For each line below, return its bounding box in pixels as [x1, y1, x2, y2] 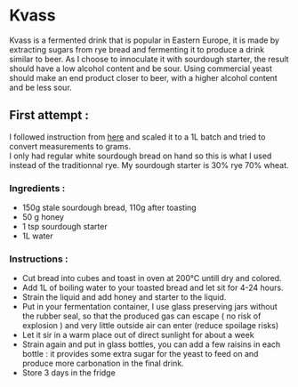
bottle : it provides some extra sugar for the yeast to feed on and [21, 349, 259, 359]
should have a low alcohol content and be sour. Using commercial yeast [9, 63, 273, 74]
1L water [21, 230, 53, 241]
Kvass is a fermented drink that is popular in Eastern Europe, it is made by [9, 35, 280, 45]
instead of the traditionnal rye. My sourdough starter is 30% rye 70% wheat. [9, 159, 289, 170]
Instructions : [9, 253, 68, 265]
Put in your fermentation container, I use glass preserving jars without [21, 302, 278, 312]
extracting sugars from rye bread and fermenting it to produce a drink [9, 44, 265, 54]
